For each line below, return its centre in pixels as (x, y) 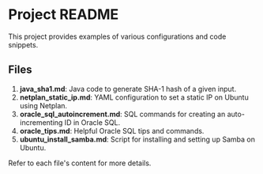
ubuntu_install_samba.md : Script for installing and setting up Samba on (137, 139)
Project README (64, 15)
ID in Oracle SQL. (92, 122)
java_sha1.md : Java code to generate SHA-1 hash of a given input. (128, 89)
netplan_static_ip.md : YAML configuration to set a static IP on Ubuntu (134, 97)
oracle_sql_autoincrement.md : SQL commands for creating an (122, 114)
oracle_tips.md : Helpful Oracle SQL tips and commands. (112, 130)
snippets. (23, 44)
